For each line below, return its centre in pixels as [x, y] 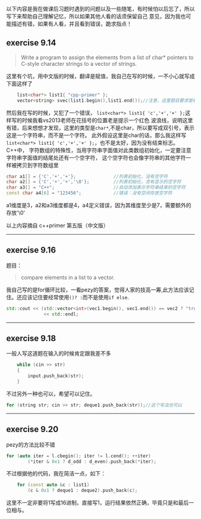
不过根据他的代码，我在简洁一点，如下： [56, 474]
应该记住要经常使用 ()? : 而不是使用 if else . [75, 297]
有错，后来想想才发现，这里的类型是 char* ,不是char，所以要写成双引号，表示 [100, 128]
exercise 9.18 [31, 339]
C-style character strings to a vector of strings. [79, 63]
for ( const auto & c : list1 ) [53, 485]
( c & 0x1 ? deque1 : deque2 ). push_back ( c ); [83, 491]
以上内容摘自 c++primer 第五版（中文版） [57, 226]
